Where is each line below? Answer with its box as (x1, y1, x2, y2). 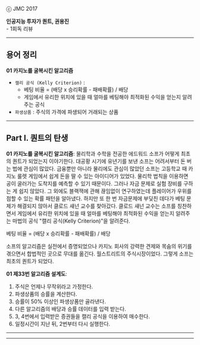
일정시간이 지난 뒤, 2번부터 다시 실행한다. (14, 320, 111, 327)
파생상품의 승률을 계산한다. (14, 290, 77, 297)
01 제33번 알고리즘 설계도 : (6, 270, 67, 277)
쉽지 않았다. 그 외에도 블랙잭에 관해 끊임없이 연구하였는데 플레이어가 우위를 (18, 187, 192, 195)
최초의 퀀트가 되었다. (6, 257, 54, 264)
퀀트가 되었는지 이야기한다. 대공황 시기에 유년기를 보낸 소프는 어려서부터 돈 (12, 158, 186, 165)
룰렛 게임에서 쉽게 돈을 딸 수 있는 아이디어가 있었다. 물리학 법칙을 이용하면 (17, 172, 189, 180)
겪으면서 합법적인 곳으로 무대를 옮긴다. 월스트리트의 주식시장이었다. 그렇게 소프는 (6, 250, 194, 257)
